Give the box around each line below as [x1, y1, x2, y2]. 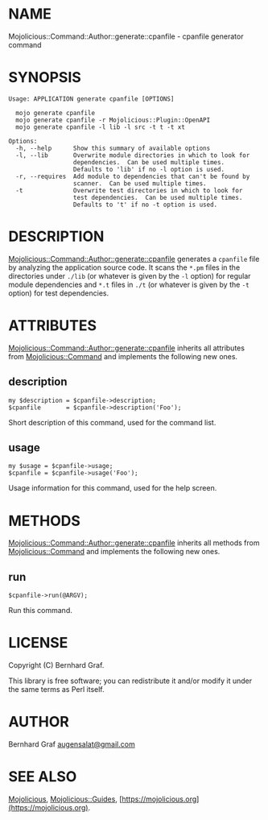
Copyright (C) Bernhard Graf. [8, 661, 105, 670]
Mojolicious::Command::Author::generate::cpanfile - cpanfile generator [8, 31, 244, 41]
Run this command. [8, 606, 72, 615]
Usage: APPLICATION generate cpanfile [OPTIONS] [8, 94, 175, 103]
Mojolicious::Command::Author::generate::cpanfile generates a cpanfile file [8, 254, 260, 263]
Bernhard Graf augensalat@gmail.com [8, 739, 135, 749]
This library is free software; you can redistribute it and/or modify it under [8, 676, 253, 685]
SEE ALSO [8, 768, 77, 786]
